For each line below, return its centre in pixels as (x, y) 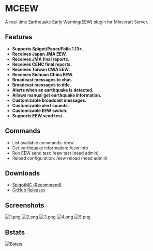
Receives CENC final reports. (42, 64)
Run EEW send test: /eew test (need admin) (55, 153)
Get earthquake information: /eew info (50, 148)
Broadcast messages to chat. (42, 79)
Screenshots (25, 205)
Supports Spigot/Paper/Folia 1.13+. (48, 48)
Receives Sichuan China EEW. (43, 74)
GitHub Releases (29, 190)
